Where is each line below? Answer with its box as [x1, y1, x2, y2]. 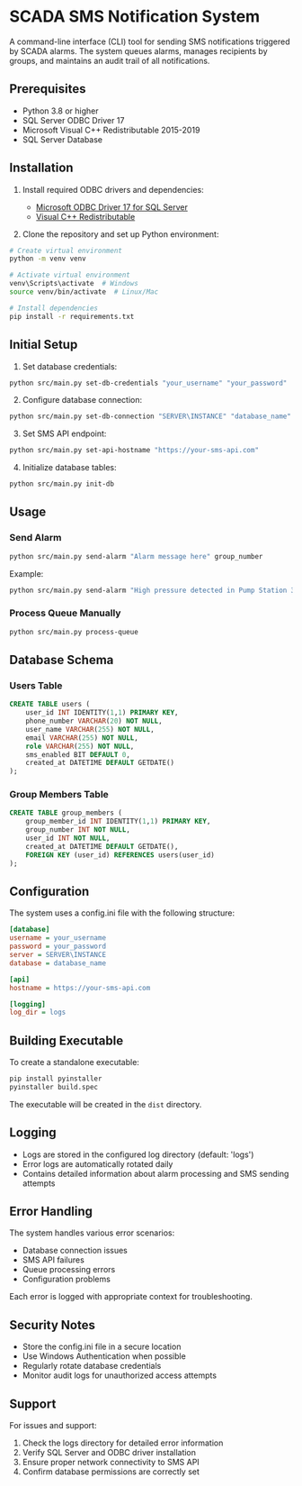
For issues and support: [9, 1420, 97, 1431]
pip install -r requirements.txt [9, 312, 135, 321]
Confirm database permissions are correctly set [22, 1466, 200, 1477]
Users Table [9, 679, 63, 691]
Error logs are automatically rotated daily [22, 1158, 173, 1169]
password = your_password [9, 942, 106, 952]
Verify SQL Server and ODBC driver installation [22, 1447, 196, 1458]
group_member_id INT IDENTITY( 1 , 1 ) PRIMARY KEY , [25, 817, 211, 826]
